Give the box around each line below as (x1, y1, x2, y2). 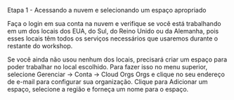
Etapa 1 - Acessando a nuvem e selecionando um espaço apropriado (7, 6, 207, 14)
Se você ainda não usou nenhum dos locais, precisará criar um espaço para (7, 55, 228, 64)
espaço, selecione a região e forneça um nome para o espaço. (7, 85, 189, 93)
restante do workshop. (7, 42, 73, 50)
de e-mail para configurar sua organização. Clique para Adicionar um (7, 78, 209, 86)
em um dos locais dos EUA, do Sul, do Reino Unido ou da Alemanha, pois (7, 27, 219, 35)
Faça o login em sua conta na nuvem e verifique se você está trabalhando (7, 20, 221, 27)
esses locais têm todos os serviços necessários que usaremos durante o (7, 34, 219, 43)
